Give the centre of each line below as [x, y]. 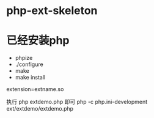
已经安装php [38, 41]
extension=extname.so [35, 89]
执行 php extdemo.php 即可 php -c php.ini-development [77, 102]
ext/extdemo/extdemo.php [40, 109]
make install [30, 78]
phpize [24, 58]
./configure [29, 64]
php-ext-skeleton [52, 11]
